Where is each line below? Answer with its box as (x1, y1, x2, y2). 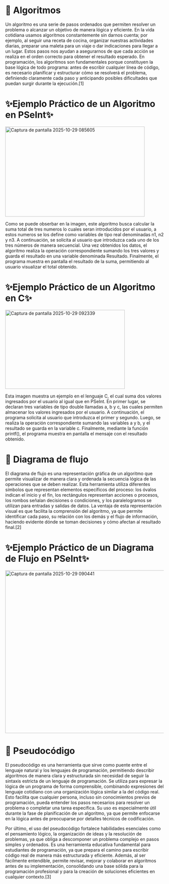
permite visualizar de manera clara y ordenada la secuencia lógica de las (5, 475, 156, 482)
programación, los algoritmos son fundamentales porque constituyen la (5, 59, 153, 65)
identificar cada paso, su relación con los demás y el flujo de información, (5, 513, 158, 519)
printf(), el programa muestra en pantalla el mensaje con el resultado (5, 430, 147, 436)
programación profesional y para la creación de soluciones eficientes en (5, 868, 155, 874)
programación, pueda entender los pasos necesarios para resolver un (5, 799, 150, 806)
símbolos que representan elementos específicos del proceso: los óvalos (5, 487, 157, 493)
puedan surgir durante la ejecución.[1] (5, 80, 84, 86)
